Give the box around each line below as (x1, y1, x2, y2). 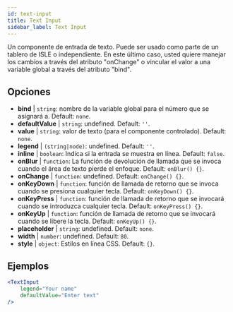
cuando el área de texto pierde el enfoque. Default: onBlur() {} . (17, 164, 205, 173)
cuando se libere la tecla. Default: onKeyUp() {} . (17, 217, 157, 226)
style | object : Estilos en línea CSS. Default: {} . (17, 239, 155, 248)
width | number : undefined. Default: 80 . (17, 232, 129, 241)
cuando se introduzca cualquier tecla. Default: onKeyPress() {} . (17, 202, 203, 210)
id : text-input (7, 10, 52, 18)
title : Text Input (7, 17, 61, 24)
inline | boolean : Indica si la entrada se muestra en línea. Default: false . (17, 150, 225, 158)
